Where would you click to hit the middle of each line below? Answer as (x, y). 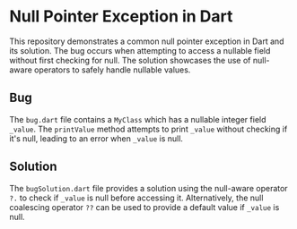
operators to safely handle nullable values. (113, 70)
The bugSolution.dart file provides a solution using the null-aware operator (149, 188)
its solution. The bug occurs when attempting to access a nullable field (140, 50)
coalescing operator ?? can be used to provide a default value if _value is (144, 207)
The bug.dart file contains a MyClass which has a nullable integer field (138, 119)
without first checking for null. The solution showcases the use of (130, 60)
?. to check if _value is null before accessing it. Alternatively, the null (136, 198)
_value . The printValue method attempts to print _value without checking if (148, 129)
